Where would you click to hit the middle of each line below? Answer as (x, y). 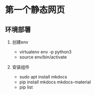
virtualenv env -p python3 (46, 52)
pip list (26, 87)
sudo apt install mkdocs (43, 77)
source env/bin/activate (43, 57)
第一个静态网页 (35, 10)
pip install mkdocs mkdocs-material (55, 82)
